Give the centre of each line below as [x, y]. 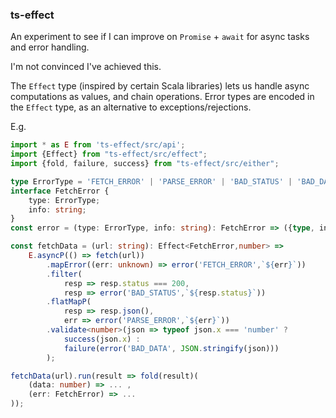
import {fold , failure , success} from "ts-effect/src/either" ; [145, 164]
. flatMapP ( [69, 302]
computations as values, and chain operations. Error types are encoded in [162, 97]
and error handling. [50, 47]
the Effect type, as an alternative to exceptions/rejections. [131, 107]
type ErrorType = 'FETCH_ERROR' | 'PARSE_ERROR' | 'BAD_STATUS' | [151, 181]
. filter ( [64, 274]
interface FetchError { [60, 191]
